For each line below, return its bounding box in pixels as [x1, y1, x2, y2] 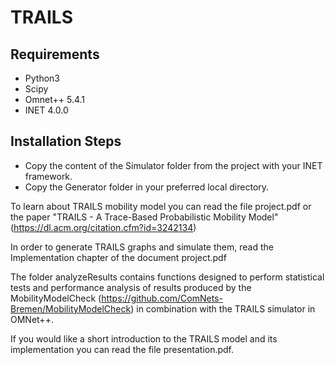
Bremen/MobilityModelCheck [10, 302, 132, 315]
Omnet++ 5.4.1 [24, 94, 86, 105]
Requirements [10, 46, 100, 63]
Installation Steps [10, 133, 122, 150]
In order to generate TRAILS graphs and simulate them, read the [10, 241, 274, 253]
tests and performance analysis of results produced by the [10, 281, 252, 293]
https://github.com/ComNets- [101, 292, 223, 304]
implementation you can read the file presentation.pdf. [10, 343, 235, 355]
